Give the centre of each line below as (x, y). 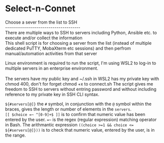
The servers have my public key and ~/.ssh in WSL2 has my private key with (82, 79)
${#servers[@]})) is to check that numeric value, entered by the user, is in (80, 130)
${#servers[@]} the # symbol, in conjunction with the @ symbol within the (78, 104)
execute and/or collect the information (44, 38)
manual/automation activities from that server (51, 53)
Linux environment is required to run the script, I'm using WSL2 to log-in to (81, 63)
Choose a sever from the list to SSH (41, 22)
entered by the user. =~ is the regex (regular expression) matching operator (81, 119)
